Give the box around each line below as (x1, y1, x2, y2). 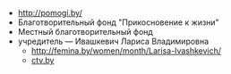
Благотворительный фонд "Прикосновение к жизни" (17, 17, 219, 28)
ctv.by (30, 55, 55, 65)
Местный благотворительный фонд (17, 27, 154, 37)
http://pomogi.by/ (17, 8, 82, 18)
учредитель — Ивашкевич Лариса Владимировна (17, 36, 210, 46)
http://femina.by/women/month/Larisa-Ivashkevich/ (30, 45, 222, 56)
